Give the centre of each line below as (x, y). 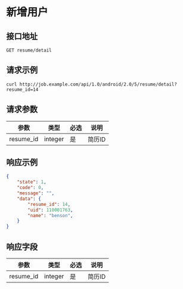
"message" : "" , (36, 193)
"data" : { (29, 199)
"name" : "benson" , (50, 215)
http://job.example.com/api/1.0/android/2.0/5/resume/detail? (98, 84)
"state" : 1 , (32, 182)
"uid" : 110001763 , (50, 210)
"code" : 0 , (30, 188)
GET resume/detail (29, 50)
